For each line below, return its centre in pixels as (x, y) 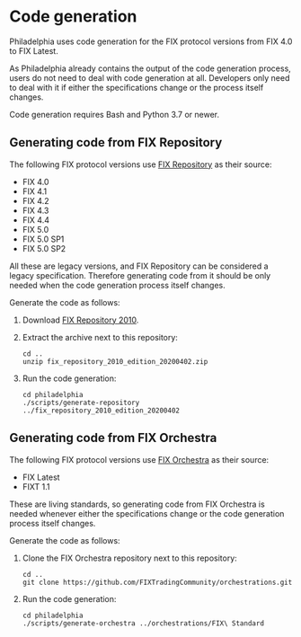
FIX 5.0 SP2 (44, 248)
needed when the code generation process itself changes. (118, 285)
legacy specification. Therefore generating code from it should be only (140, 275)
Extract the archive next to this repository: (100, 337)
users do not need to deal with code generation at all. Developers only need (150, 77)
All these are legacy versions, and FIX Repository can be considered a (139, 266)
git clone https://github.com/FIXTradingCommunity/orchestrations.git (157, 582)
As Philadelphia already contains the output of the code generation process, (150, 68)
